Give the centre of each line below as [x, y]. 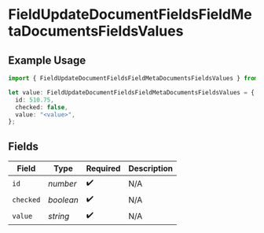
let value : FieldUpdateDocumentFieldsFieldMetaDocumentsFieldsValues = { [132, 92]
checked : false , [42, 107]
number [62, 183]
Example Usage [47, 60]
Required [103, 168]
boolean [63, 200]
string [59, 216]
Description [151, 168]
